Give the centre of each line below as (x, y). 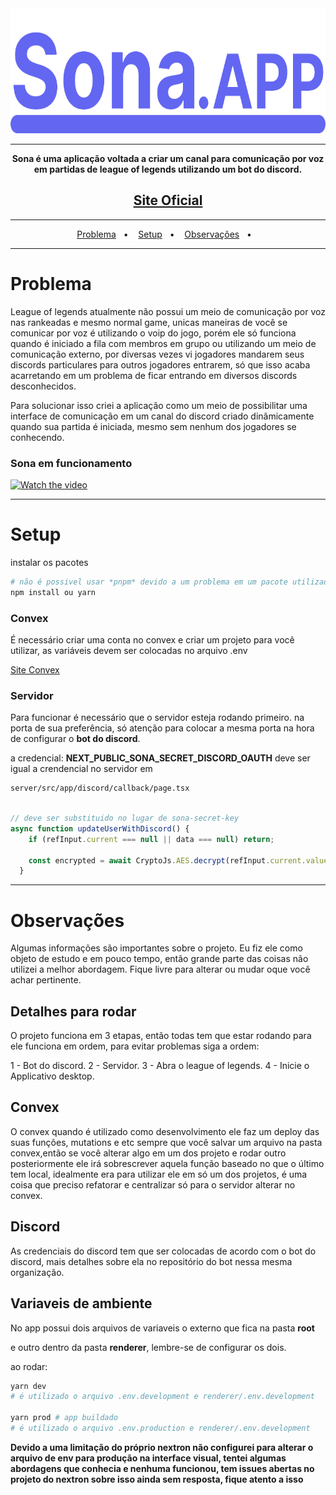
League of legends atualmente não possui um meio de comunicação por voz (168, 311)
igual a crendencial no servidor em (81, 769)
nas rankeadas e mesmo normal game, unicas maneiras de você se (149, 322)
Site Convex (35, 670)
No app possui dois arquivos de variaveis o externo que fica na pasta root (162, 1328)
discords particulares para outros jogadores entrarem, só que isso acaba (160, 364)
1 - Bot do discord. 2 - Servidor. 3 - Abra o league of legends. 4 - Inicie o (160, 1066)
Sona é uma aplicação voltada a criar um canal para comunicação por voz (168, 158)
